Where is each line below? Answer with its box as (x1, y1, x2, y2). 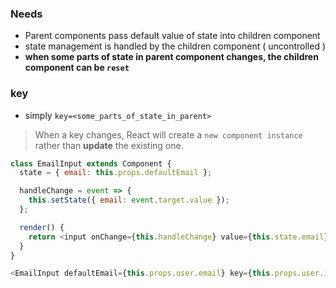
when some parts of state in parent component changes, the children (24, 51, 319, 63)
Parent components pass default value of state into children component (24, 30, 321, 42)
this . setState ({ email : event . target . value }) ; (28, 195, 230, 206)
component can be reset (24, 62, 130, 74)
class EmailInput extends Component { (10, 158, 172, 169)
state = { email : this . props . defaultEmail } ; (19, 168, 213, 178)
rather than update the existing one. (34, 139, 184, 151)
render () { (19, 222, 65, 232)
